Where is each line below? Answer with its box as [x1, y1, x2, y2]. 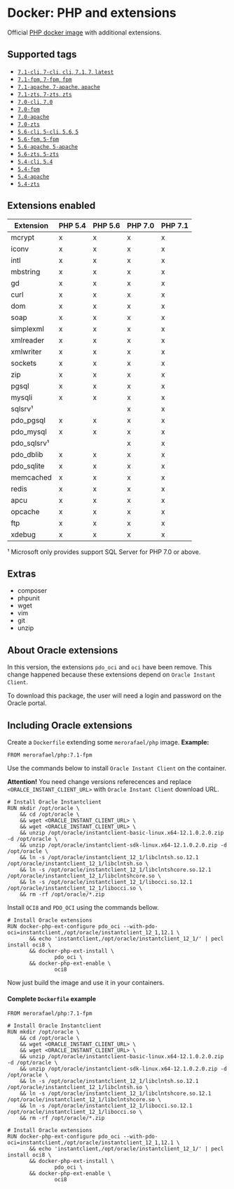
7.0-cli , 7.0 [17, 97, 53, 105]
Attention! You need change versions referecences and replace [7, 778, 192, 785]
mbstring [11, 266, 41, 276]
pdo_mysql [11, 427, 47, 437]
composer [17, 586, 48, 595]
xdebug [11, 529, 36, 539]
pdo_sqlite [11, 461, 45, 470]
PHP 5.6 [92, 220, 121, 230]
